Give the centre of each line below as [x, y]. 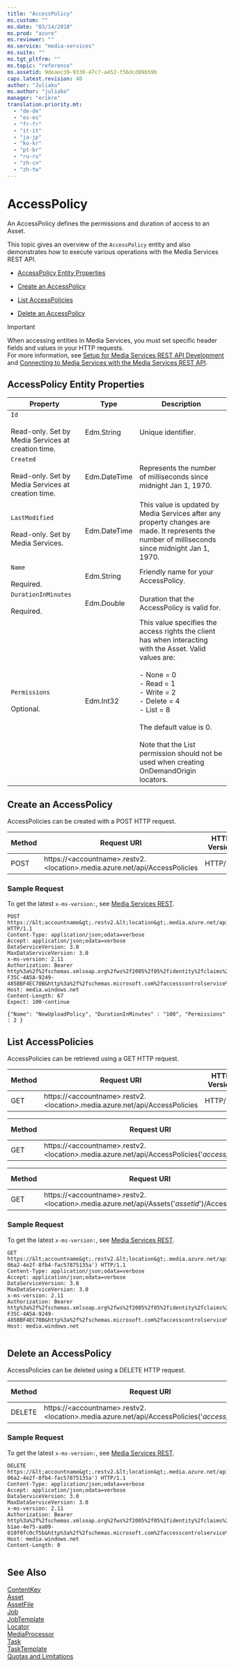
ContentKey [24, 1590]
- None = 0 [157, 675]
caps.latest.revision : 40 [45, 79]
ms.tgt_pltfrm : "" [34, 59]
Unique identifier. [167, 432]
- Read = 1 [157, 683]
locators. [154, 780]
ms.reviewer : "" [31, 40]
